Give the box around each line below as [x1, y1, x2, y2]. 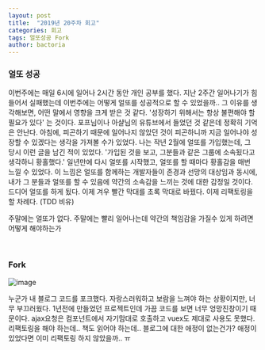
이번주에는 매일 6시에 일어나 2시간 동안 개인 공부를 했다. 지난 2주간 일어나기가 [8, 88, 250, 97]
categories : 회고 [8, 26, 62, 34]
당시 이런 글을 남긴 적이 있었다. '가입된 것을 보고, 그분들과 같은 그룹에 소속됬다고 [8, 147, 255, 157]
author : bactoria [8, 41, 66, 49]
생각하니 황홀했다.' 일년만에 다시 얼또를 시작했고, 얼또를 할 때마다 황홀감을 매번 [8, 158, 252, 167]
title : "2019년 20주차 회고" [8, 19, 100, 27]
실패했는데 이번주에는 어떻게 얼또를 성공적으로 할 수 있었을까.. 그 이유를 [29, 98, 250, 108]
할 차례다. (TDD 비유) [8, 197, 75, 207]
